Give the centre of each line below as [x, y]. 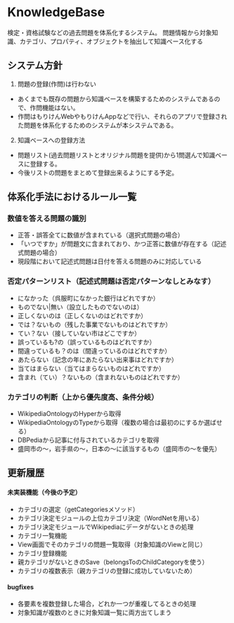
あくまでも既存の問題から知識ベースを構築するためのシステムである [116, 98]
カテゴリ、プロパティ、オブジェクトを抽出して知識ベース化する [111, 41]
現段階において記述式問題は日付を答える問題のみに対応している [110, 261]
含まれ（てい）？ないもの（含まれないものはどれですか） [100, 377]
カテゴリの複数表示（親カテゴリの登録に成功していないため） [107, 570]
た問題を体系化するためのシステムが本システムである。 [97, 125]
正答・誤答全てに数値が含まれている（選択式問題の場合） [100, 235]
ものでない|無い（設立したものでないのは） [80, 307]
